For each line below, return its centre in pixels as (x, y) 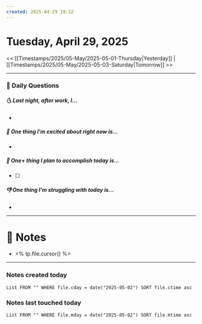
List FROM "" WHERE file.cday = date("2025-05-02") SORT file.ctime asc (99, 287)
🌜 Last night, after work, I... (42, 100)
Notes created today (37, 275)
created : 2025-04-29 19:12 (40, 12)
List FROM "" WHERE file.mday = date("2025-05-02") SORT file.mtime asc (99, 315)
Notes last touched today (44, 302)
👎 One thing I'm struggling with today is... (60, 189)
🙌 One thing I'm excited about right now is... (62, 132)
